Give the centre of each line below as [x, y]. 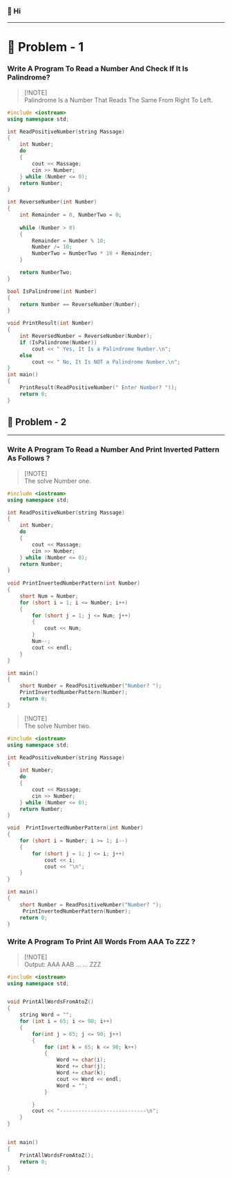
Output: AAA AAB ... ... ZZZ [62, 964]
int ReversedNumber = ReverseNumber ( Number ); [86, 336]
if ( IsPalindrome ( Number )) [58, 342]
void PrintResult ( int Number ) [51, 323]
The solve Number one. [58, 481]
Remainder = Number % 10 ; [69, 241]
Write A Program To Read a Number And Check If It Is [98, 69]
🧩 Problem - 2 [37, 422]
